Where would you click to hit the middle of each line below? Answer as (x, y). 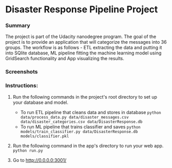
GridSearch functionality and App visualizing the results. (65, 59)
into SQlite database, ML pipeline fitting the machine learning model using (83, 53)
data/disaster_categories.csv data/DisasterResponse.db (81, 122)
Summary (18, 26)
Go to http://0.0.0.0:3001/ (40, 160)
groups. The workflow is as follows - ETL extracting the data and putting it (84, 48)
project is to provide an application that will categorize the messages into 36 (86, 42)
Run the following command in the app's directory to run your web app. (88, 145)
